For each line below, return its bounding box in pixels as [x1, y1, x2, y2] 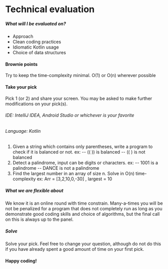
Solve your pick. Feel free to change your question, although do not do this [5, 241, 161, 247]
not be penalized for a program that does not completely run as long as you [5, 206, 163, 212]
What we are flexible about [5, 187, 64, 194]
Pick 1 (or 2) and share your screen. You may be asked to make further [5, 95, 152, 101]
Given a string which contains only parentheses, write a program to [12, 143, 153, 150]
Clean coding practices [12, 39, 62, 45]
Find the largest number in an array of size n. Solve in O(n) [12, 171, 135, 177]
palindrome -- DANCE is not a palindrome [12, 165, 100, 171]
